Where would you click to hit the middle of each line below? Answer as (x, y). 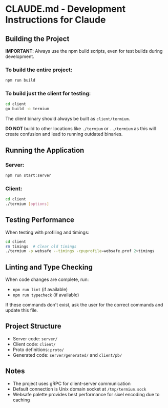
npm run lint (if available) (40, 290)
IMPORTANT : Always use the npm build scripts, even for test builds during (84, 51)
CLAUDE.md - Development (66, 9)
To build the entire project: (39, 70)
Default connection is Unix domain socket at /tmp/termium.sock (79, 389)
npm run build (20, 80)
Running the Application (45, 150)
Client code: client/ (34, 344)
